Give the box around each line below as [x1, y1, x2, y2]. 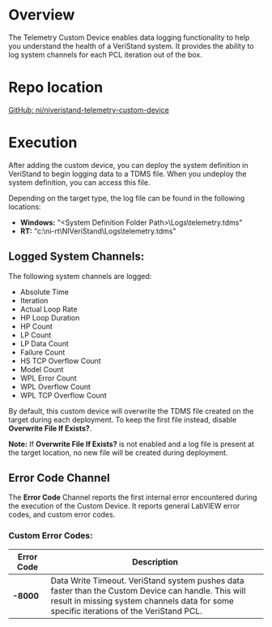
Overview [8, 6, 75, 24]
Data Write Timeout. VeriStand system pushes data [50, 574, 244, 586]
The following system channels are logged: [8, 271, 152, 281]
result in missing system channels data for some [50, 595, 235, 606]
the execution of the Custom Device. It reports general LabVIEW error [8, 501, 240, 511]
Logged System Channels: [8, 250, 145, 264]
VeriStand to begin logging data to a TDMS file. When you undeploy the [8, 169, 247, 178]
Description [132, 556, 178, 567]
